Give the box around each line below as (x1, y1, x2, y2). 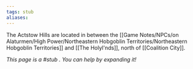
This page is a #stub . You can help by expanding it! (6, 56, 137, 63)
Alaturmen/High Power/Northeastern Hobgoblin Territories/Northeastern (6, 38, 188, 45)
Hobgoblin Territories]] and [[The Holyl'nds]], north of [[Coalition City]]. (6, 44, 186, 51)
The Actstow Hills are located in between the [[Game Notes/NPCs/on (6, 31, 179, 38)
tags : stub (6, 8, 34, 15)
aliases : (6, 15, 29, 21)
